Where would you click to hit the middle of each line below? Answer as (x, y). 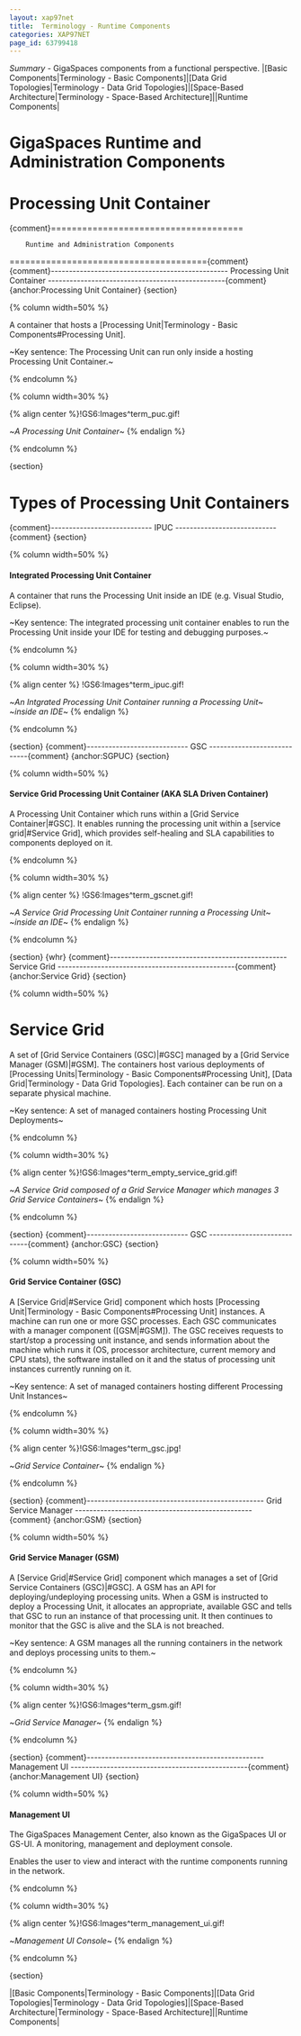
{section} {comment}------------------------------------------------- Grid (146, 1500)
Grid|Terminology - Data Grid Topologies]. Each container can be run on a (146, 1083)
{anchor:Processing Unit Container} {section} (93, 290)
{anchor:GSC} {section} (115, 1244)
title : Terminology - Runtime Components (90, 26)
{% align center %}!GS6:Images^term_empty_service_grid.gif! (124, 1172)
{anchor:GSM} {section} (97, 1519)
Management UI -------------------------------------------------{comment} (149, 1767)
